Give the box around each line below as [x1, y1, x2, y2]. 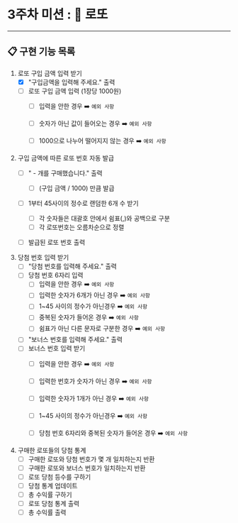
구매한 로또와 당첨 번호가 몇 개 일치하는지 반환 [28, 455, 155, 463]
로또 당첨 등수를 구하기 [28, 473, 91, 481]
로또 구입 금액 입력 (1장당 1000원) [28, 87, 122, 95]
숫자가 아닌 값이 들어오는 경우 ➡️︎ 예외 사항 [38, 119, 152, 128]
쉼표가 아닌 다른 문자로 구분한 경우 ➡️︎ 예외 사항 [38, 324, 165, 333]
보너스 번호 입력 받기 [28, 344, 86, 353]
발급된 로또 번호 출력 [28, 238, 86, 247]
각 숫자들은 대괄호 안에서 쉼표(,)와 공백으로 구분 [38, 214, 170, 223]
